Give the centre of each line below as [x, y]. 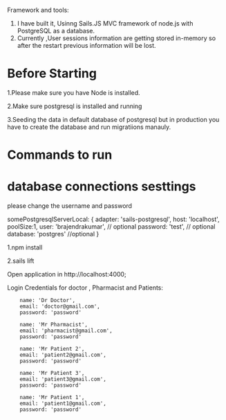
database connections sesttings [102, 187]
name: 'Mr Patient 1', [52, 398]
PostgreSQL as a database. [56, 31]
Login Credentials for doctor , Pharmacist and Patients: [85, 288]
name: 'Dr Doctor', [48, 301]
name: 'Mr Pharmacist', [54, 325]
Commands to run [60, 155]
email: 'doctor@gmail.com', [60, 307]
